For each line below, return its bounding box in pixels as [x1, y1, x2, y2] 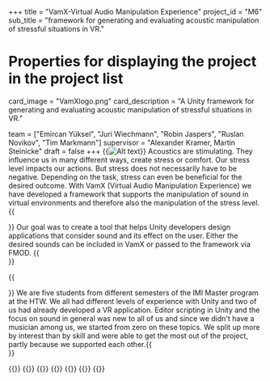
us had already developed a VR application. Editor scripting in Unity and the [8, 305, 260, 315]
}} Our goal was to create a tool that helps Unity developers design [8, 222, 231, 231]
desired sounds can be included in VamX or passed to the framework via [8, 239, 251, 249]
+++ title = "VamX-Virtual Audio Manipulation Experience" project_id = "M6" [8, 7, 263, 16]
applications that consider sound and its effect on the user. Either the [8, 231, 238, 240]
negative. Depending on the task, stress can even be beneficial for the [8, 171, 243, 181]
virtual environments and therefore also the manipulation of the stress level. [8, 197, 260, 207]
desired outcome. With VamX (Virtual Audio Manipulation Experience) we [8, 180, 252, 190]
